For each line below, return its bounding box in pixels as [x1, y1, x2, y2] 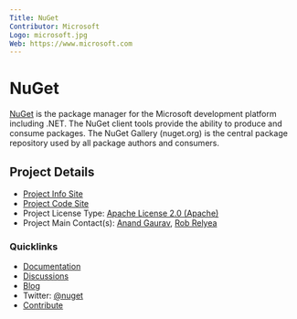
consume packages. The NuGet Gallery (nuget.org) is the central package [9, 128, 288, 139]
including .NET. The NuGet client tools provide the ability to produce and [9, 118, 282, 129]
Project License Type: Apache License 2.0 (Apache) [22, 207, 219, 218]
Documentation [22, 261, 81, 272]
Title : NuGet [9, 13, 59, 23]
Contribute [22, 300, 64, 311]
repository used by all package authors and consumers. [9, 138, 219, 149]
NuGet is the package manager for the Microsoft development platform [9, 109, 277, 120]
